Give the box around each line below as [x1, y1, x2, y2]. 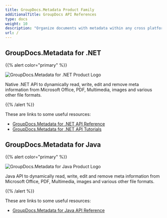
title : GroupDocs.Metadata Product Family [5, 7, 94, 12]
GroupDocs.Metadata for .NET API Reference [12, 120, 105, 127]
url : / [5, 30, 19, 35]
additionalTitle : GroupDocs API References [5, 12, 97, 17]
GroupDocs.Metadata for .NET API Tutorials [12, 126, 102, 132]
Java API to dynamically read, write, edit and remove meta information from [5, 173, 160, 179]
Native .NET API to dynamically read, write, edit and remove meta [5, 81, 139, 87]
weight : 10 [5, 21, 28, 26]
